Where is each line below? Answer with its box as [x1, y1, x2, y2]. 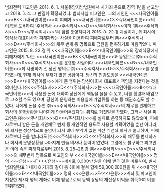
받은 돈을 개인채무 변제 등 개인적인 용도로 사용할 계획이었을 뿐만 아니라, [22, 121, 158, 127]
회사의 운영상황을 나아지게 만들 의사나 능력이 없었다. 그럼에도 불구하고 [10, 140, 143, 145]
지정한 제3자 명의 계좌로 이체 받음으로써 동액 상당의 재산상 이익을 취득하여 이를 [5, 177, 155, 182]
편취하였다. [5, 183, 26, 189]
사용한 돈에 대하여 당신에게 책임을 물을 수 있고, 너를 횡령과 [34, 91, 145, 96]
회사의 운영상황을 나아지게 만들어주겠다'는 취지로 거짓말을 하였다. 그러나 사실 [5, 109, 152, 115]
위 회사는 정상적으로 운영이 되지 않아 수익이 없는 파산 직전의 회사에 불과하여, [5, 128, 150, 133]
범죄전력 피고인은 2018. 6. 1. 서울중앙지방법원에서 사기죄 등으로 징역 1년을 [5, 4, 146, 10]
